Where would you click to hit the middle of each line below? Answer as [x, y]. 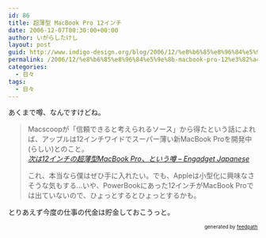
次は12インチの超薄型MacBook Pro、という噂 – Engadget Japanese [139, 159]
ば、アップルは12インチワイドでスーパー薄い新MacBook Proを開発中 [140, 139]
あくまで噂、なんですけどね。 [57, 112]
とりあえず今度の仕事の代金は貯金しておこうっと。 [91, 212]
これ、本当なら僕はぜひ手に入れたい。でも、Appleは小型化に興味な [137, 176]
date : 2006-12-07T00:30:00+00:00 [63, 30]
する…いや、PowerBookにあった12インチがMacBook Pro [154, 186]
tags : [17, 81]
